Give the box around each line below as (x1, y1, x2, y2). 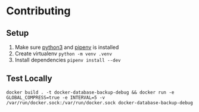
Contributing (6, 4, 71, 18)
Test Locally (6, 73, 52, 84)
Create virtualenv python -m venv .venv (14, 50, 112, 57)
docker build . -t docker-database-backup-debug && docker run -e (6, 89, 175, 95)
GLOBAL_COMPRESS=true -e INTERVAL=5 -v (6, 94, 105, 101)
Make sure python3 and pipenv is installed (14, 43, 119, 51)
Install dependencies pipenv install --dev (14, 57, 121, 63)
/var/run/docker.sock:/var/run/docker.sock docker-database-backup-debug (6, 99, 194, 105)
